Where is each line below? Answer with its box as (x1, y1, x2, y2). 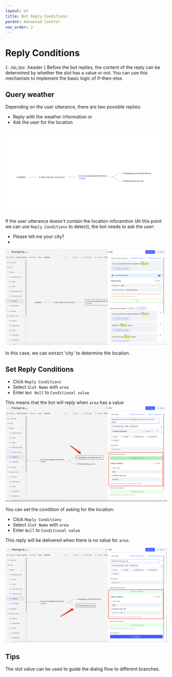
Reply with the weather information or (12, 114, 93, 120)
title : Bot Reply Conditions (5, 13, 68, 19)
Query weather (5, 90, 55, 99)
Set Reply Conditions (5, 365, 74, 373)
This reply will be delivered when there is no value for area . (5, 537, 130, 543)
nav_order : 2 (5, 25, 33, 30)
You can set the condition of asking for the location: (5, 506, 114, 513)
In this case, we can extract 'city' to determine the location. (5, 350, 131, 356)
